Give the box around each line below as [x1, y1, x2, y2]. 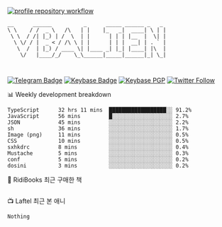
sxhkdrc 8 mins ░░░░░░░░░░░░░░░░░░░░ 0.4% [7, 144, 189, 151]
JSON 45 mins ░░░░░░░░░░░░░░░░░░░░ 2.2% [7, 119, 189, 126]
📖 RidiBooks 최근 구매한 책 [7, 175, 82, 184]
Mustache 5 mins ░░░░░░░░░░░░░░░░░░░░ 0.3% [7, 150, 189, 157]
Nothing [7, 213, 30, 220]
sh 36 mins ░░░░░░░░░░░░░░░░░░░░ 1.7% [7, 125, 189, 132]
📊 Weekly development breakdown [7, 91, 111, 98]
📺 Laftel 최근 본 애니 [7, 197, 66, 205]
